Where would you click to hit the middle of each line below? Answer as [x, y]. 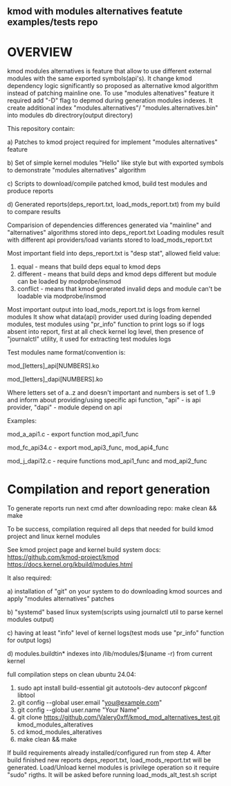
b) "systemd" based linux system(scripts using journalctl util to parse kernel [115, 612]
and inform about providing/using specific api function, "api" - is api [104, 400]
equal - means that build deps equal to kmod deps [89, 267]
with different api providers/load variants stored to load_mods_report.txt [110, 240]
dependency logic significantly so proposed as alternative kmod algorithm [113, 86]
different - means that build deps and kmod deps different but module [117, 274]
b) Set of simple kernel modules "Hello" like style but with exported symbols [115, 163]
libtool [26, 695]
